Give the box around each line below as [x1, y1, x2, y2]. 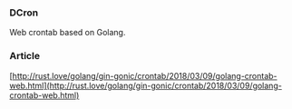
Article [9, 50, 41, 63]
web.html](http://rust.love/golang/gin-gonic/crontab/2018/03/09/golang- [9, 80, 283, 91]
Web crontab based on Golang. [9, 27, 126, 38]
